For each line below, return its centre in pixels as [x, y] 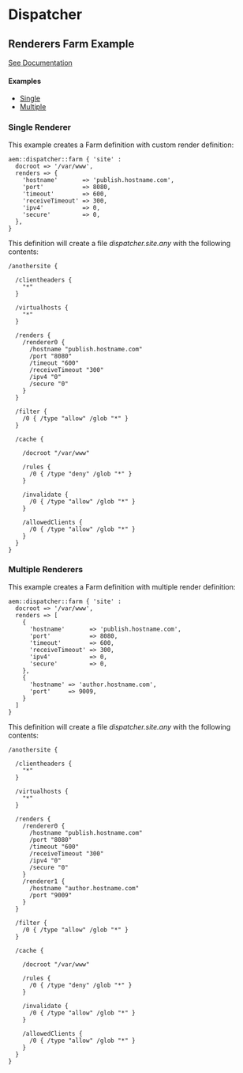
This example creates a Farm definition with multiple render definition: [122, 586]
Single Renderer [39, 127]
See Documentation [40, 63]
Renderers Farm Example [71, 44]
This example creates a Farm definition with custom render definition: [121, 145]
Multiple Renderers [46, 570]
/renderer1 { [44, 881]
